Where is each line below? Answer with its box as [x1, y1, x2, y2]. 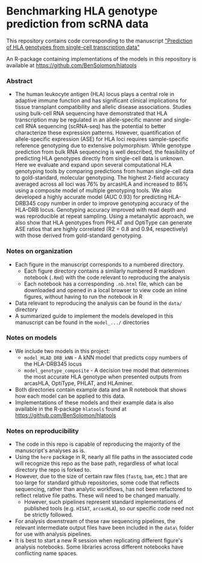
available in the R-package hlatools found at [14, 405, 127, 412]
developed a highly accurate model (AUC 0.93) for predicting [14, 194, 167, 201]
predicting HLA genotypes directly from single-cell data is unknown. [14, 155, 185, 162]
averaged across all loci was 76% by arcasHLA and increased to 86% [14, 180, 188, 188]
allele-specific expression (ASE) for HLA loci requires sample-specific [14, 135, 189, 143]
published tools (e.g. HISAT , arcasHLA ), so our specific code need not [24, 505, 194, 512]
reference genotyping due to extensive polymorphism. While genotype [14, 142, 191, 149]
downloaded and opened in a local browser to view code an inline [24, 286, 188, 294]
